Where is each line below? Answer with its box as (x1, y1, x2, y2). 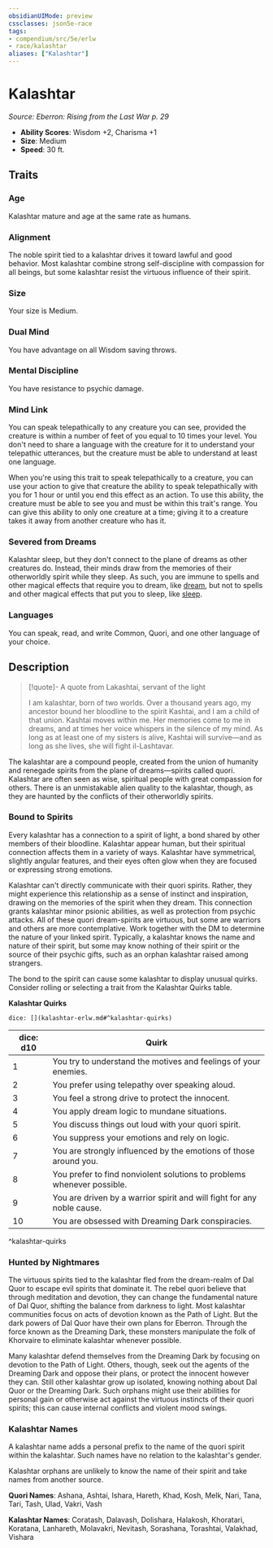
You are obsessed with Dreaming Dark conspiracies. (52, 1215, 253, 1227)
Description (8, 661, 69, 674)
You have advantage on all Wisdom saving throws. (8, 345, 177, 355)
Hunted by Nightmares (8, 1256, 100, 1267)
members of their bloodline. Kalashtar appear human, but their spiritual (8, 839, 246, 848)
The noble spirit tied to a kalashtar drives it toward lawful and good (8, 250, 233, 259)
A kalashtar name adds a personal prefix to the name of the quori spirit (8, 1441, 245, 1452)
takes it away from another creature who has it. (8, 516, 167, 525)
